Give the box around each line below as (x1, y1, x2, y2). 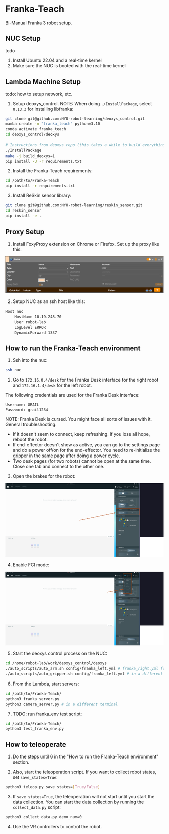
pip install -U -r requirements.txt (5, 159, 82, 164)
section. (12, 759, 30, 765)
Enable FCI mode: (12, 562, 50, 568)
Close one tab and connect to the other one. (12, 464, 105, 470)
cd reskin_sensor (5, 208, 42, 213)
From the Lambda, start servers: (12, 680, 79, 687)
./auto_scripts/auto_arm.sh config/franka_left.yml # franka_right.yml (5, 666, 158, 671)
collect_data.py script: (12, 804, 61, 810)
